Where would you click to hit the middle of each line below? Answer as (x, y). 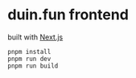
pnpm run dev (29, 59)
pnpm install (29, 51)
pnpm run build (33, 66)
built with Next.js (35, 37)
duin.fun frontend (68, 15)
